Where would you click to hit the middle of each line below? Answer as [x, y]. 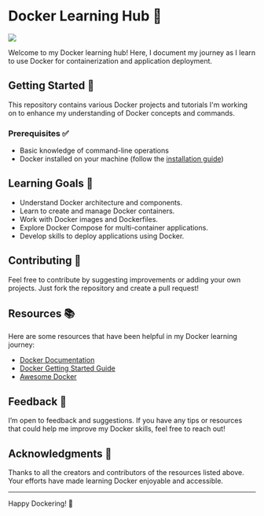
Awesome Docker [48, 377]
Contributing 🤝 [45, 261]
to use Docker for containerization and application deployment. [110, 61]
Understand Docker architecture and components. [101, 202]
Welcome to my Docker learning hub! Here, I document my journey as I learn [132, 52]
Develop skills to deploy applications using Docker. [102, 236]
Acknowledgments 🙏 [60, 453]
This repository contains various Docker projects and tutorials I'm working [128, 105]
